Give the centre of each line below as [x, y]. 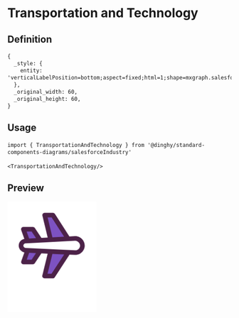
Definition [30, 39]
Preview [26, 188]
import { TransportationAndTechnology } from [76, 145]
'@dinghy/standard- [176, 145]
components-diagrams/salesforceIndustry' [70, 152]
